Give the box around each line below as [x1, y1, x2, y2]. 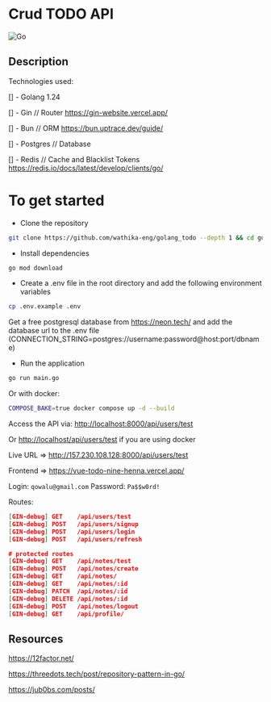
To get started [8, 191, 105, 210]
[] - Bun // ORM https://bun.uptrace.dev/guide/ [8, 123, 164, 133]
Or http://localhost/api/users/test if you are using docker [8, 435, 196, 445]
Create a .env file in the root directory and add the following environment [19, 278, 262, 288]
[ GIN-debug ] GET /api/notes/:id [8, 580, 128, 588]
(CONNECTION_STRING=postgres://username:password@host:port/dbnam [8, 334, 260, 344]
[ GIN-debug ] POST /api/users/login [8, 528, 135, 536]
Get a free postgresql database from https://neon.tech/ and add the [8, 317, 233, 327]
